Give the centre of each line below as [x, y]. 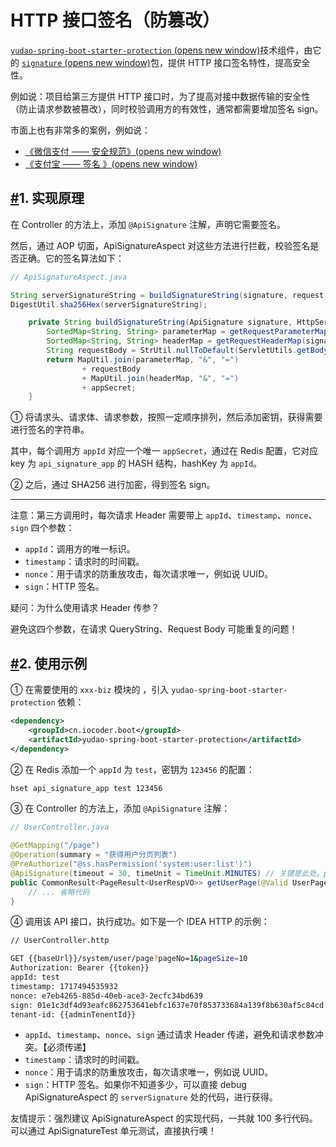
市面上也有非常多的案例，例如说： [80, 130]
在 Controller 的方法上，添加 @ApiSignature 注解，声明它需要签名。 [148, 224]
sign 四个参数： [42, 528]
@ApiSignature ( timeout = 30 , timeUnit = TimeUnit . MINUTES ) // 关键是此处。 [167, 873]
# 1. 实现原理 [47, 198]
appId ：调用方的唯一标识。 [80, 549]
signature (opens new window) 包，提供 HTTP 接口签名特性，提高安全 [166, 62]
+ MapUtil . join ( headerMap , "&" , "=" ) [160, 378]
